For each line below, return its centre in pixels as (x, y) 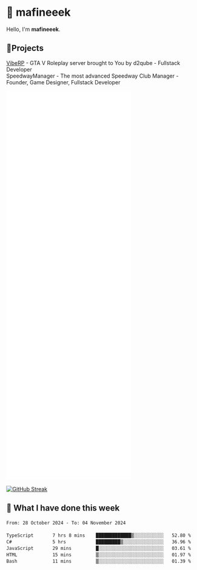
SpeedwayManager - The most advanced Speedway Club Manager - (92, 76)
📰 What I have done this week (63, 508)
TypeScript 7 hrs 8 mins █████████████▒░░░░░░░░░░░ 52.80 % (98, 536)
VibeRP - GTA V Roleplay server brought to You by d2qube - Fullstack (93, 63)
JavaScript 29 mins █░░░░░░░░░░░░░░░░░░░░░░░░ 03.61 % (98, 549)
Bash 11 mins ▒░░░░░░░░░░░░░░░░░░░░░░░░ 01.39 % (98, 561)
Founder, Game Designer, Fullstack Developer (63, 82)
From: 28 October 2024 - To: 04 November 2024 (66, 523)
